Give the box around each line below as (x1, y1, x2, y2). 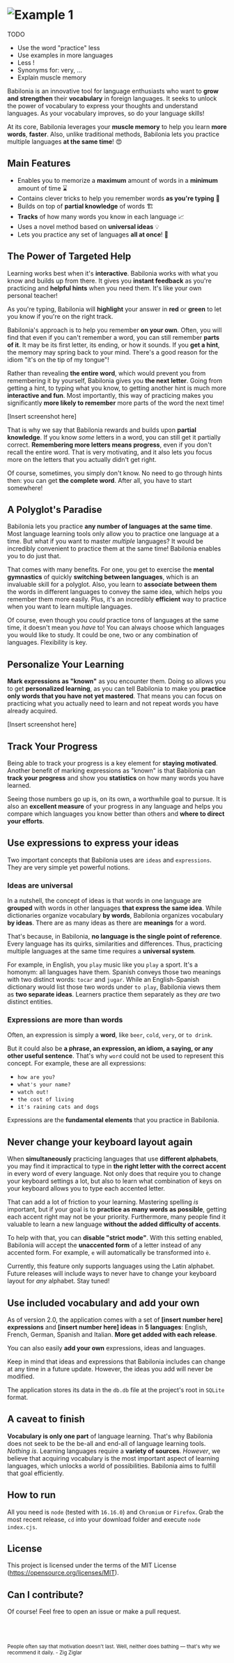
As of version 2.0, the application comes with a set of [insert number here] (7, 1315, 223, 1324)
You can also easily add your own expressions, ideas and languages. (7, 1344, 205, 1352)
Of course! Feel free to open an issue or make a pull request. (7, 1607, 181, 1616)
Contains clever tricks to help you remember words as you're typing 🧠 (17, 194, 221, 202)
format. (7, 1393, 29, 1402)
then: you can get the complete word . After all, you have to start (7, 476, 192, 484)
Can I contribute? (7, 1588, 84, 1601)
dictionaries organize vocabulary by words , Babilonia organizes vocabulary (7, 911, 224, 920)
